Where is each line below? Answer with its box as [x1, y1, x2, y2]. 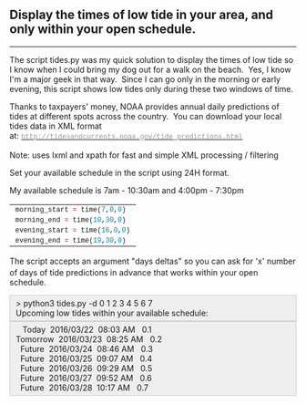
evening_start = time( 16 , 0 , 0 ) [15, 226, 130, 235]
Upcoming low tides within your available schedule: [15, 307, 209, 318]
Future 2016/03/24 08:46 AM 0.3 [19, 344, 153, 355]
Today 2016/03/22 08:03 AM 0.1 [22, 324, 152, 336]
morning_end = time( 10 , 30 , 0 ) [15, 215, 127, 224]
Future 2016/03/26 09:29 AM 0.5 [19, 363, 153, 374]
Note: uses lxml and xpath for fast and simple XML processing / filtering [9, 150, 280, 161]
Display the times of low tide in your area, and [9, 7, 273, 23]
